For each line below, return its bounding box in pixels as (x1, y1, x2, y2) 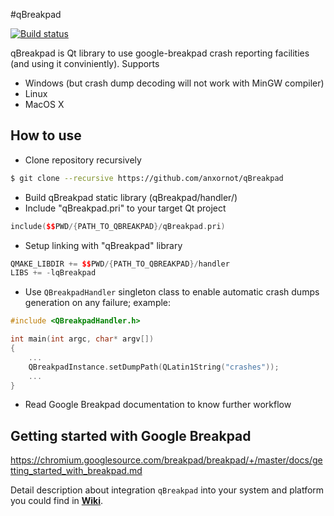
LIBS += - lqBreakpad (10, 268, 97, 278)
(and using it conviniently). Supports (10, 58, 160, 69)
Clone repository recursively (24, 154, 142, 166)
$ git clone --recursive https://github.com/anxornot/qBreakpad (10, 173, 284, 183)
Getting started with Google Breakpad (10, 427, 252, 444)
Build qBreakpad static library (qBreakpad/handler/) (24, 191, 238, 203)
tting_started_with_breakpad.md (10, 465, 143, 477)
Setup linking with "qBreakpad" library (24, 239, 183, 251)
